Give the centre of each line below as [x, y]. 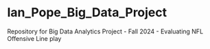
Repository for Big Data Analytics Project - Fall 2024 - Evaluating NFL [105, 31]
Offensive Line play [34, 38]
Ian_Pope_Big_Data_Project [87, 13]
